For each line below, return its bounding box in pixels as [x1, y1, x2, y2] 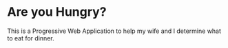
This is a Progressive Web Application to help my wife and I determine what [7, 27, 222, 35]
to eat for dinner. [7, 34, 54, 42]
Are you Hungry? [7, 4, 107, 20]
